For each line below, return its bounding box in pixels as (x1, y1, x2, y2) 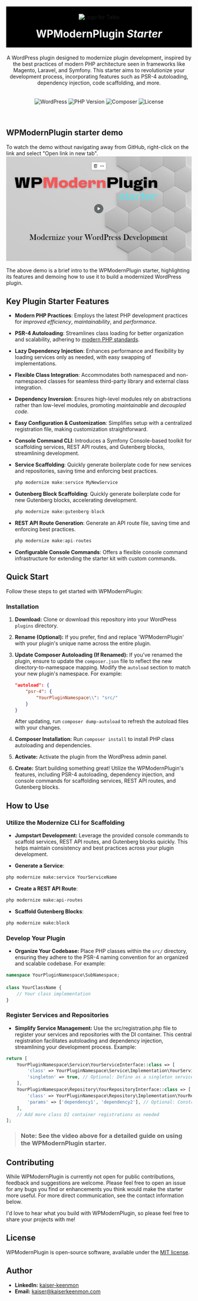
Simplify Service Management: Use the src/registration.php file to (14, 1024, 177, 1032)
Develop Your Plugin (6, 934, 66, 942)
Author (6, 1266, 32, 1276)
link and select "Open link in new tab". (6, 149, 98, 157)
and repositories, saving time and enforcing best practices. (14, 467, 158, 474)
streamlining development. (14, 450, 80, 457)
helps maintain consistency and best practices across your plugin (14, 844, 174, 851)
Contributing (6, 1157, 54, 1167)
